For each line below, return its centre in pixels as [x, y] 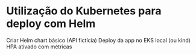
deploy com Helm [51, 24]
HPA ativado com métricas [39, 47]
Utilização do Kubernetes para [84, 11]
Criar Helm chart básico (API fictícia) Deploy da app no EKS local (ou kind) [99, 40]
